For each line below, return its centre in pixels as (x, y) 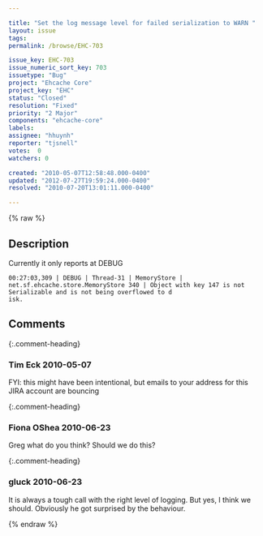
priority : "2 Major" (43, 113)
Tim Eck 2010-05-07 (50, 364)
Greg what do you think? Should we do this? (82, 445)
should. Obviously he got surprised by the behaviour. (97, 508)
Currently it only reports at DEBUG (66, 263)
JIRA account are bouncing (54, 391)
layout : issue (32, 30)
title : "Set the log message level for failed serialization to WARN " (132, 23)
